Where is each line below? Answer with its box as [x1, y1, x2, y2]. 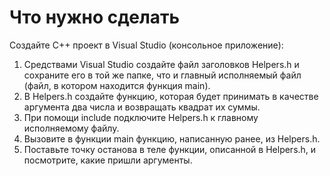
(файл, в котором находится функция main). [23, 79, 211, 91]
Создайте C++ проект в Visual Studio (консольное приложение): [9, 39, 284, 51]
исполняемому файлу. [23, 122, 120, 134]
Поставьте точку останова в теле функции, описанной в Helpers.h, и [23, 143, 317, 155]
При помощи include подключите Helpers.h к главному [23, 111, 259, 123]
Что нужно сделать [9, 6, 181, 29]
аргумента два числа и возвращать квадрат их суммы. [23, 101, 261, 113]
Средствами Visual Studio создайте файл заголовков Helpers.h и [23, 58, 300, 70]
